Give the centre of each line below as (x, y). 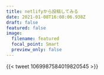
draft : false (22, 22)
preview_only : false (37, 50)
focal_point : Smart (35, 45)
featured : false (26, 28)
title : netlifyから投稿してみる (42, 11)
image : (14, 33)
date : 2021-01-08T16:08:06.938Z (46, 17)
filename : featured (35, 39)
